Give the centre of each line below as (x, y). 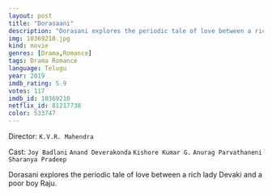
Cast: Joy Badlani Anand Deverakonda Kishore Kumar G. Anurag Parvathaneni (135, 152)
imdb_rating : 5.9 (38, 83)
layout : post (30, 16)
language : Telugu (38, 69)
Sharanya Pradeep (38, 160)
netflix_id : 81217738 (45, 106)
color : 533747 (32, 114)
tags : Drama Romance (43, 61)
